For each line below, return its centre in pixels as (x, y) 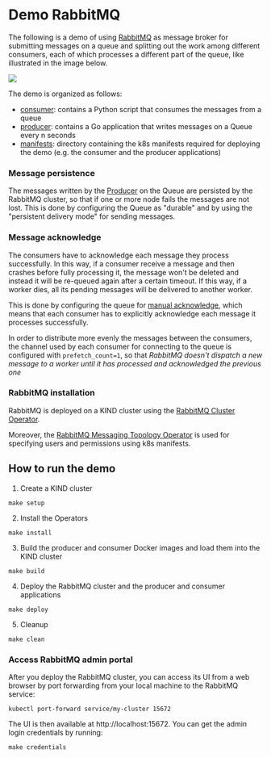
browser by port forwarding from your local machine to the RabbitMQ (123, 685)
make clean (27, 639)
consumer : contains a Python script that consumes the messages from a (141, 109)
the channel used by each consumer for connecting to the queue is (120, 346)
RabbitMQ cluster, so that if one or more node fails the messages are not (129, 199)
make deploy (28, 609)
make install (30, 533)
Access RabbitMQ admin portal (71, 660)
